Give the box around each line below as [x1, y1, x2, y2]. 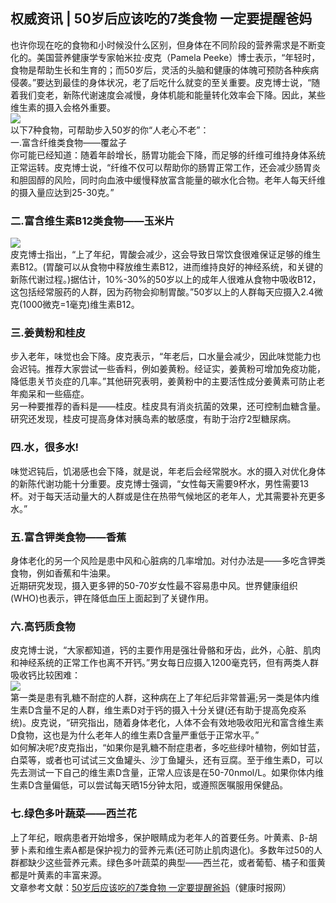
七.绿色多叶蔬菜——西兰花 [10, 807, 137, 821]
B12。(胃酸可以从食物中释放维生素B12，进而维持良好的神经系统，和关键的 [18, 261, 323, 273]
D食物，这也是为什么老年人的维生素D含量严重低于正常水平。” [10, 729, 260, 741]
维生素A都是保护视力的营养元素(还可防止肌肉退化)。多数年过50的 [44, 844, 315, 856]
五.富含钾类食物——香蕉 [10, 530, 127, 544]
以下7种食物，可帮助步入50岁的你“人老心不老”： [10, 124, 210, 136]
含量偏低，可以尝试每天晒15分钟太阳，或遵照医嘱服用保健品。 [34, 779, 289, 791]
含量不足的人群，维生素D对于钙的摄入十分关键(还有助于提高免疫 [34, 704, 298, 716]
